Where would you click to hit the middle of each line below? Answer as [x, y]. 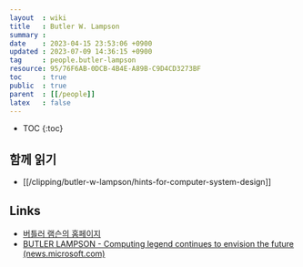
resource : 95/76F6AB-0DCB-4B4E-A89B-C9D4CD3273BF [106, 69]
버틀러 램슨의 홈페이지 [62, 234]
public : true [38, 86]
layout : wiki [38, 18]
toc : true [38, 77]
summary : [28, 35]
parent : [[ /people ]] [52, 94]
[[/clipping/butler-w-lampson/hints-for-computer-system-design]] [146, 182]
